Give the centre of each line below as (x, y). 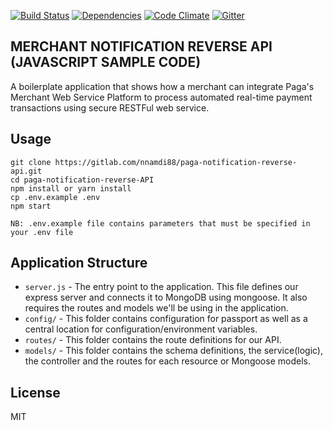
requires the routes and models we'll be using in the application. (156, 308)
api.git (26, 171)
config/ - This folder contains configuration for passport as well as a (166, 319)
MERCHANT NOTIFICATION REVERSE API (141, 46)
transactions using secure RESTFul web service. (110, 107)
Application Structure (79, 263)
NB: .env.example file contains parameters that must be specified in (160, 223)
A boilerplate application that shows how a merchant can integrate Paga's (162, 86)
